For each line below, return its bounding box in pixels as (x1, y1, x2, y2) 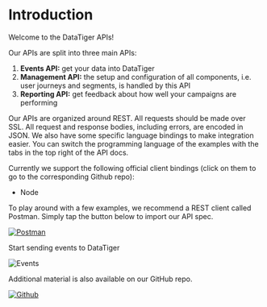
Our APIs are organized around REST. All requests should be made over (8, 113, 246, 122)
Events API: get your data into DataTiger (19, 63, 155, 73)
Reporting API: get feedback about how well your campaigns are (19, 89, 237, 98)
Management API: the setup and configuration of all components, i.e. (19, 72, 252, 81)
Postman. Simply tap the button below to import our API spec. (8, 211, 214, 221)
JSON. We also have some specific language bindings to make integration (8, 131, 254, 140)
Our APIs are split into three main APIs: (8, 48, 137, 57)
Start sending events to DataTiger (8, 243, 120, 252)
